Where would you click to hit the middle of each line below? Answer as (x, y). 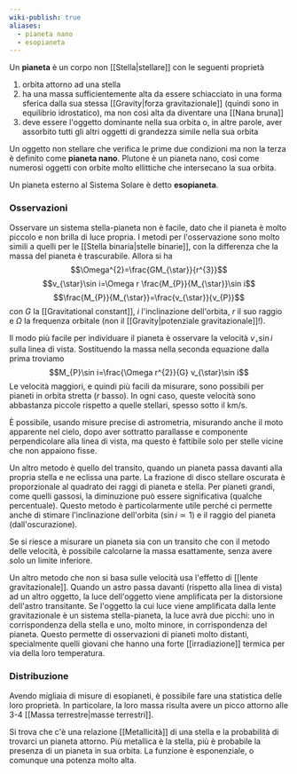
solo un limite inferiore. (51, 561)
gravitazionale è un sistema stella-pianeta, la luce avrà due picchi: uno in (142, 616)
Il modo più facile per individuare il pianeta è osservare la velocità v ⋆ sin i (141, 339)
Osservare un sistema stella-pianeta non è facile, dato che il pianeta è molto (148, 227)
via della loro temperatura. (57, 653)
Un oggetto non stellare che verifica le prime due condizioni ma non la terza (148, 149)
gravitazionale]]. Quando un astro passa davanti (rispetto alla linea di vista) (146, 588)
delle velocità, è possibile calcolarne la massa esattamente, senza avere (141, 551)
